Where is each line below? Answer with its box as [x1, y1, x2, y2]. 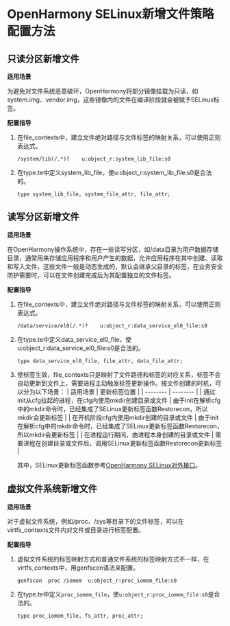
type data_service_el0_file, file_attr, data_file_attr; [16, 358, 183, 364]
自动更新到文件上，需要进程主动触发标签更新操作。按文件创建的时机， [16, 379, 216, 387]
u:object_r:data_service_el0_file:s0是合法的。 [16, 344, 145, 352]
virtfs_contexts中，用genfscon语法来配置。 [16, 564, 140, 572]
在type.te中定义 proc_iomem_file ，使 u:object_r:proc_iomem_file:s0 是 [16, 590, 214, 598]
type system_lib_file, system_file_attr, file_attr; [16, 191, 171, 198]
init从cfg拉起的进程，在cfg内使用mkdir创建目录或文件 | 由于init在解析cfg [16, 396, 221, 404]
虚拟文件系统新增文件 [7, 483, 97, 495]
